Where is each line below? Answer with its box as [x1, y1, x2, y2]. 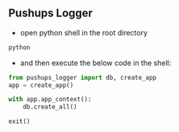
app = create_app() [8, 80, 74, 89]
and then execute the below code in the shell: [19, 58, 172, 68]
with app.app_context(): [8, 96, 92, 104]
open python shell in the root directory [19, 27, 148, 37]
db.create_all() [23, 103, 78, 111]
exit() [8, 118, 31, 126]
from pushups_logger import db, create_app [8, 73, 157, 81]
